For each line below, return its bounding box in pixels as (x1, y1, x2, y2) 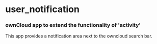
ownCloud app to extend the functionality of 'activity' (5, 22, 141, 29)
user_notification (5, 4, 80, 15)
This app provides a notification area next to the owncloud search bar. (5, 33, 153, 39)
